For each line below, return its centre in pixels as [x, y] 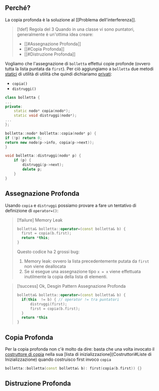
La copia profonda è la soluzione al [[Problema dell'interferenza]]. [71, 19]
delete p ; [32, 169]
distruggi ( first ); [48, 304]
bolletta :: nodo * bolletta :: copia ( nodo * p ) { [51, 133]
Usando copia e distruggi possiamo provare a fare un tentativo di [71, 205]
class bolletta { [23, 97]
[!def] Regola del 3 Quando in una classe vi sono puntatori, [76, 29]
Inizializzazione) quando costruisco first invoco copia [58, 359]
